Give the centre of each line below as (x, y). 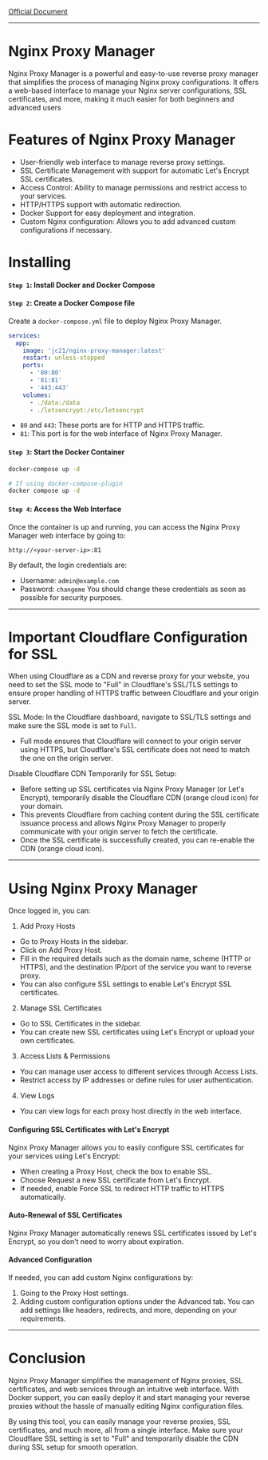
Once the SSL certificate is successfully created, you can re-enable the (137, 840)
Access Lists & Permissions (65, 1056)
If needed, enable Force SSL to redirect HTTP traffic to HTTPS (122, 1188)
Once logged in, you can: (49, 910)
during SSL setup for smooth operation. (73, 1446)
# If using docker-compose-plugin (66, 483)
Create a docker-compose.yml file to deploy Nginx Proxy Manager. (115, 321)
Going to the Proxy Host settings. (74, 1293)
